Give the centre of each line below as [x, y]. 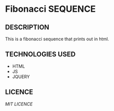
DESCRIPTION [27, 27]
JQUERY [21, 77]
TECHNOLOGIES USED [40, 54]
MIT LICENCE [19, 104]
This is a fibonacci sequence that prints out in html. [57, 39]
